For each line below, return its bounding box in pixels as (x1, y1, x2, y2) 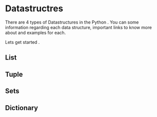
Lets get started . (5, 39, 40, 45)
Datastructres (5, 3, 63, 14)
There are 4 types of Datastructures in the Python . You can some (5, 19, 139, 25)
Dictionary (5, 104, 39, 112)
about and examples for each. (5, 29, 66, 35)
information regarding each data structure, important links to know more (5, 24, 152, 30)
